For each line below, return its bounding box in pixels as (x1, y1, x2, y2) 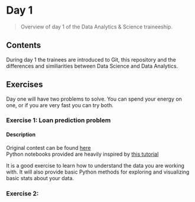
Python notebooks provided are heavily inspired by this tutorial (6, 150, 159, 158)
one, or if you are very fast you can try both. (6, 101, 114, 108)
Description (6, 131, 36, 138)
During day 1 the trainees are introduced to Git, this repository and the (6, 56, 176, 63)
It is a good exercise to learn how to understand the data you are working (6, 162, 185, 169)
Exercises (6, 79, 43, 89)
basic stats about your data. (6, 174, 74, 181)
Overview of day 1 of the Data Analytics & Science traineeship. (20, 23, 173, 30)
